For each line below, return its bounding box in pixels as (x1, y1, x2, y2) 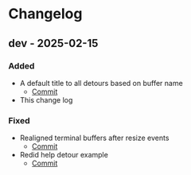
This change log (19, 95, 73, 104)
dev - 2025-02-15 (8, 37, 99, 50)
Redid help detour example (19, 150, 109, 160)
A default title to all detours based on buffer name (19, 78, 183, 87)
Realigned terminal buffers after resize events (19, 133, 170, 143)
